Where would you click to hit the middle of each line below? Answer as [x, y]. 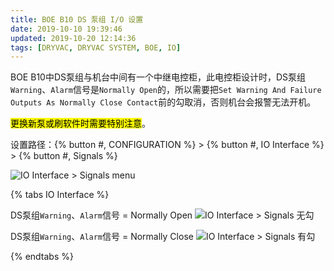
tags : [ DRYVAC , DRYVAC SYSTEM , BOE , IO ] [96, 47]
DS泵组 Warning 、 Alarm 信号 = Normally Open [101, 215]
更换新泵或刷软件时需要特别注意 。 [80, 123]
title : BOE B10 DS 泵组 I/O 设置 [77, 19]
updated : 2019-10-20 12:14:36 [73, 38]
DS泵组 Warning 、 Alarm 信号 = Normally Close [102, 237]
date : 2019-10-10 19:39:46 [66, 29]
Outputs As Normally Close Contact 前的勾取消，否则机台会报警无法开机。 [163, 102]
